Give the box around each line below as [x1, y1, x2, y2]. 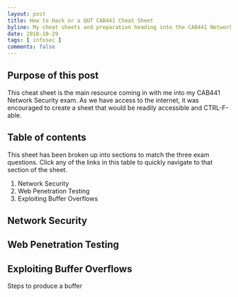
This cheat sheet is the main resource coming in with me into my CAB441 [7, 88, 221, 96]
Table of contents [7, 132, 86, 144]
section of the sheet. [7, 165, 68, 174]
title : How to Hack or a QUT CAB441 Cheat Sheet [7, 17, 154, 24]
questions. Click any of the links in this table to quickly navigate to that [7, 157, 213, 167]
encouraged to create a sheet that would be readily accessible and [7, 103, 203, 112]
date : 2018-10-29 [7, 30, 59, 38]
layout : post [7, 10, 46, 18]
